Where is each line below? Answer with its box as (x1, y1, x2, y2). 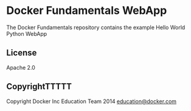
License (6, 48, 37, 58)
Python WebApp (6, 30, 47, 37)
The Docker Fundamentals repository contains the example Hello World (6, 24, 186, 31)
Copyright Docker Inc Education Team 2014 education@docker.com (6, 98, 177, 105)
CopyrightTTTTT (6, 81, 72, 92)
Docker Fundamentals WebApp (6, 4, 167, 18)
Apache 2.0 (6, 64, 35, 71)
